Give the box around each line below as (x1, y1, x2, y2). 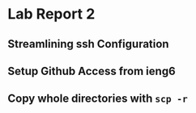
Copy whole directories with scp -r (7, 92, 188, 106)
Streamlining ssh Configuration (7, 37, 169, 51)
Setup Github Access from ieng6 (7, 64, 176, 77)
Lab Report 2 (7, 5, 96, 23)
